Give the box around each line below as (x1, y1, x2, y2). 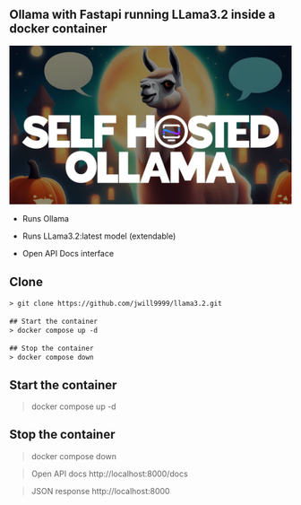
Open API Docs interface (21, 248, 115, 259)
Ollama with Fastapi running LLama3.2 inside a (9, 7, 276, 22)
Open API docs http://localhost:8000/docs (30, 468, 188, 479)
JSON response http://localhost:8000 (30, 485, 170, 496)
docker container (9, 22, 107, 37)
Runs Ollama (21, 213, 70, 224)
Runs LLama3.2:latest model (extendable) (21, 231, 176, 241)
